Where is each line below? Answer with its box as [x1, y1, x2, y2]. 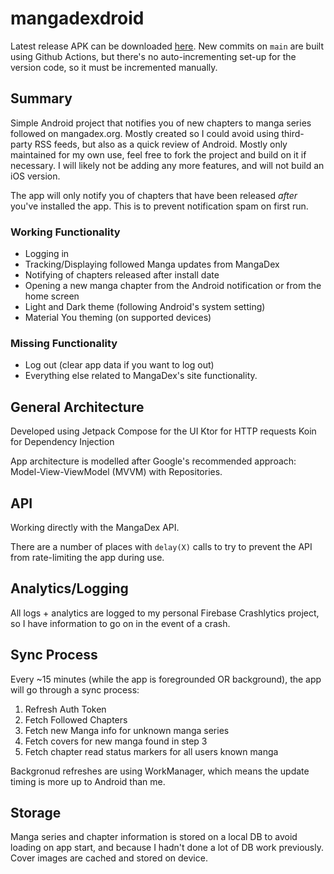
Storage [10, 804, 62, 821]
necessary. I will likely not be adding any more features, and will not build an [10, 159, 325, 171]
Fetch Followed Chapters [24, 713, 128, 726]
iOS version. [10, 170, 61, 182]
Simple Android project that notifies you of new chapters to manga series [10, 117, 312, 129]
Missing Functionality [10, 336, 118, 350]
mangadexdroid [10, 7, 145, 30]
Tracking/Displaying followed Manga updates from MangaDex [24, 258, 280, 271]
